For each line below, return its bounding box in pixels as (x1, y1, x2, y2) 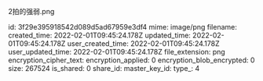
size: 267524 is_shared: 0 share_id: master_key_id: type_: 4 (8, 64, 200, 72)
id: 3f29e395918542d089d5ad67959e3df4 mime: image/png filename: (8, 23, 238, 31)
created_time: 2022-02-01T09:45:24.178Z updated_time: (8, 30, 191, 40)
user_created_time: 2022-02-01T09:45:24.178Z (67, 39, 220, 48)
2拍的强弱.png (8, 7, 55, 16)
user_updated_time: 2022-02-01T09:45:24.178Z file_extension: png (8, 48, 225, 56)
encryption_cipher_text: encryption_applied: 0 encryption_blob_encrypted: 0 (8, 55, 255, 65)
